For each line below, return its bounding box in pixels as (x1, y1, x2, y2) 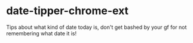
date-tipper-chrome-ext (6, 4, 129, 18)
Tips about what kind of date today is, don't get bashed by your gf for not (6, 24, 187, 31)
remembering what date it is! (6, 29, 77, 37)
